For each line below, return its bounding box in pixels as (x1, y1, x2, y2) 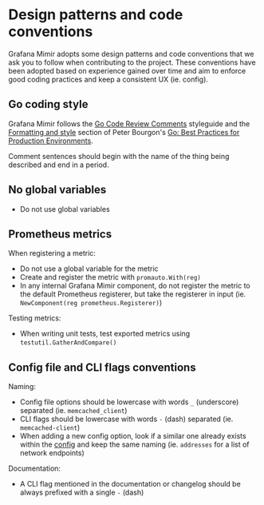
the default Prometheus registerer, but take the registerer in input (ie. (19, 289, 246, 299)
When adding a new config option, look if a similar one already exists (19, 431, 246, 441)
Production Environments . (8, 136, 93, 145)
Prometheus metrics (8, 227, 112, 241)
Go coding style (8, 97, 89, 111)
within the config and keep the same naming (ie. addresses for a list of (19, 439, 250, 449)
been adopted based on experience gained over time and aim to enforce (8, 66, 246, 75)
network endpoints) (19, 448, 85, 458)
